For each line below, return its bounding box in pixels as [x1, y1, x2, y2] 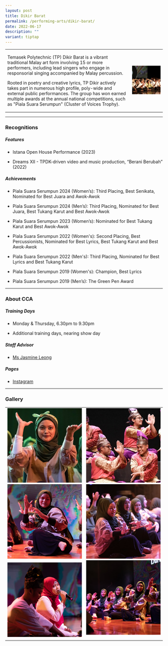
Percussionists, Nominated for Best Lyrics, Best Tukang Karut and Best [12, 238, 158, 245]
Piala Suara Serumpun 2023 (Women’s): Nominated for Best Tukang [12, 218, 152, 224]
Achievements [5, 175, 36, 181]
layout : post [5, 8, 32, 13]
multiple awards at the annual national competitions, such [7, 96, 126, 102]
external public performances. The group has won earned [7, 90, 126, 96]
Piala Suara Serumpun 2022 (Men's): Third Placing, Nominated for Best [12, 253, 159, 260]
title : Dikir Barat [5, 13, 46, 19]
